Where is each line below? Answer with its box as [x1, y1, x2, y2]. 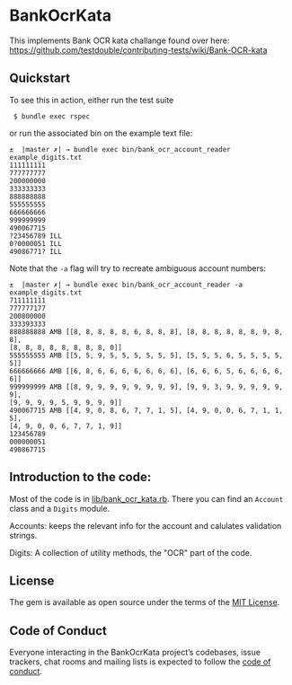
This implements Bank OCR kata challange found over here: [9, 35, 230, 46]
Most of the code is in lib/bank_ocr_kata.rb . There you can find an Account [9, 493, 284, 504]
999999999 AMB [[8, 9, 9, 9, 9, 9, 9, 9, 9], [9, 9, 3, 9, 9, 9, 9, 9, [9, 382, 283, 391]
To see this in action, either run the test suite [9, 94, 174, 105]
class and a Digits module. [9, 503, 111, 514]
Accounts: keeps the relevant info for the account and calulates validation [9, 520, 282, 531]
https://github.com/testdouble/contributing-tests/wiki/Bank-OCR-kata [9, 44, 268, 55]
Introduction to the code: [9, 470, 152, 485]
